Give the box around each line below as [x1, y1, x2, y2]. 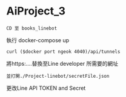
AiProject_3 [6, 4, 65, 18]
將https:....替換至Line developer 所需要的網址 [6, 60, 119, 67]
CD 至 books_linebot [6, 25, 58, 31]
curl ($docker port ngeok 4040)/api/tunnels [6, 48, 121, 55]
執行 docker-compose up [6, 36, 70, 43]
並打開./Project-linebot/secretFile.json [6, 73, 110, 79]
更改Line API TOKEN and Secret [6, 84, 86, 92]
